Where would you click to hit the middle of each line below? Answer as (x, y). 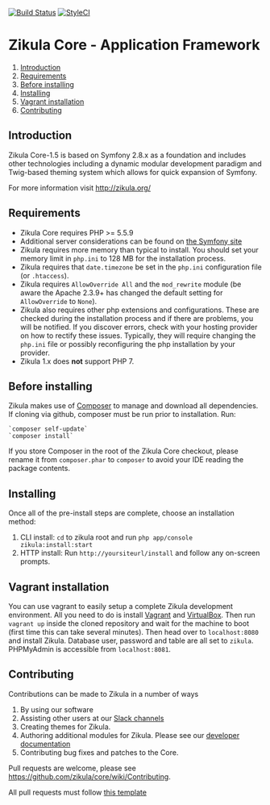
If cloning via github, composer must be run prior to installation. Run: (122, 415)
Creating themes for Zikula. (65, 727)
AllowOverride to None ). (58, 301)
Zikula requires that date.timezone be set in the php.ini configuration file (141, 267)
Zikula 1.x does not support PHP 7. (77, 361)
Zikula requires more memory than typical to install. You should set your (139, 249)
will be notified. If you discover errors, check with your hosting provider (139, 327)
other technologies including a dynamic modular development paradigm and (135, 163)
